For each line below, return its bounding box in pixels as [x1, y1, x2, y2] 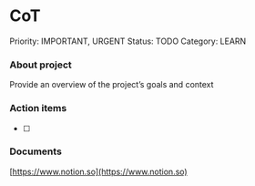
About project [9, 58, 73, 71]
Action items [9, 102, 67, 115]
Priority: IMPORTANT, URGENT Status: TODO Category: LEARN [9, 36, 247, 46]
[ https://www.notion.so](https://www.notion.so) [9, 166, 189, 177]
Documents [9, 145, 62, 158]
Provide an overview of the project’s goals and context [9, 79, 214, 90]
